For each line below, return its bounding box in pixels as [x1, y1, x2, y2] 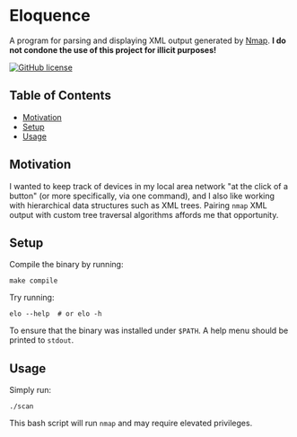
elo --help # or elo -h [9, 310, 102, 319]
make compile [9, 276, 58, 285]
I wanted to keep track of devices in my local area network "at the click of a [9, 180, 289, 191]
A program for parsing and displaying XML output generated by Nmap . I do [9, 35, 287, 46]
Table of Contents [9, 88, 112, 103]
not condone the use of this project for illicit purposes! [9, 44, 217, 55]
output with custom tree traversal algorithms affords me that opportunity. [9, 209, 279, 220]
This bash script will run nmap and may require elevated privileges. [9, 418, 253, 429]
